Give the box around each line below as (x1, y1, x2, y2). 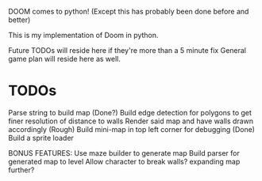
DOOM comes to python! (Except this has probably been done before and (8, 7, 249, 16)
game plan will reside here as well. (8, 55, 121, 63)
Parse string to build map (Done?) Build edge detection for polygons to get (8, 107, 252, 117)
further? (8, 165, 35, 175)
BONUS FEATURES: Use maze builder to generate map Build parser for (8, 148, 240, 157)
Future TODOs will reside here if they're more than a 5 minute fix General (8, 46, 247, 55)
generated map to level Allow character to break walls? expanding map (8, 156, 241, 166)
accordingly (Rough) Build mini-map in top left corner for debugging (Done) (8, 124, 256, 134)
